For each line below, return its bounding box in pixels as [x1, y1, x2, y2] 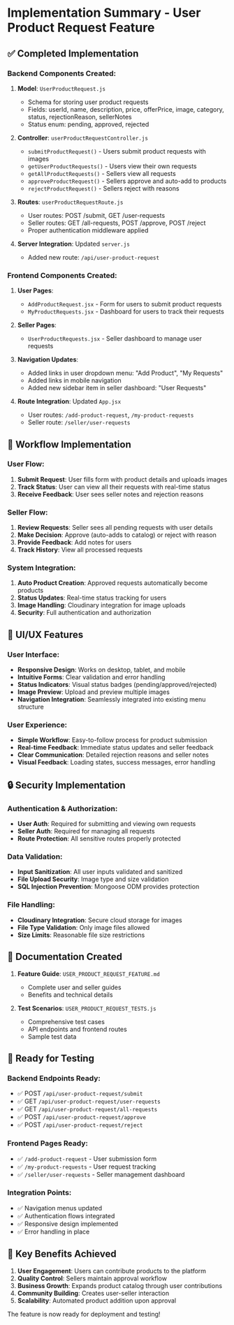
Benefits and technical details [27, 990, 113, 999]
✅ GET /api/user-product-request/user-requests [17, 1097, 161, 1106]
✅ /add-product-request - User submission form [17, 1154, 157, 1163]
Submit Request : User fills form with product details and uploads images [17, 475, 228, 483]
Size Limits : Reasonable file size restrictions [17, 931, 145, 939]
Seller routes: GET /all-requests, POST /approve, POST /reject [27, 219, 206, 227]
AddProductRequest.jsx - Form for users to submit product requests [27, 300, 222, 309]
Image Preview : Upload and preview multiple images [17, 688, 170, 696]
